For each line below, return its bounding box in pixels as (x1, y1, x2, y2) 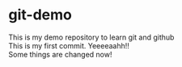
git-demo (8, 6, 73, 24)
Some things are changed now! (8, 49, 112, 59)
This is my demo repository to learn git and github (8, 32, 175, 42)
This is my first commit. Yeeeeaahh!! (8, 40, 129, 50)
